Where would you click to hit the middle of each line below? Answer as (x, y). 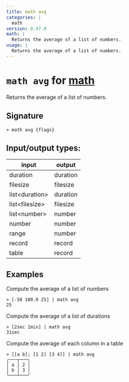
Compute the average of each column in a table (65, 344)
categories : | (24, 17)
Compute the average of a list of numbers (58, 289)
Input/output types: (44, 148)
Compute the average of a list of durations (58, 316)
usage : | (17, 46)
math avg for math (50, 80)
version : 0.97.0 (26, 28)
